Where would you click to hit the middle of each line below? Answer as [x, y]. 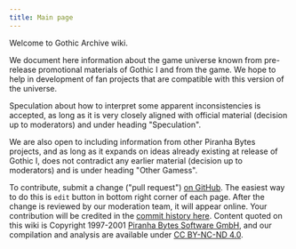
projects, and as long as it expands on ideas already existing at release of [144, 151]
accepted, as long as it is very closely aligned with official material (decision [148, 115]
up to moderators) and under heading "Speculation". [105, 124]
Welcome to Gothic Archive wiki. [69, 43]
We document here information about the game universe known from [136, 60]
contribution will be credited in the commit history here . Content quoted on [146, 215]
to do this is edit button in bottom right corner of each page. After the [137, 197]
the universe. [33, 88]
